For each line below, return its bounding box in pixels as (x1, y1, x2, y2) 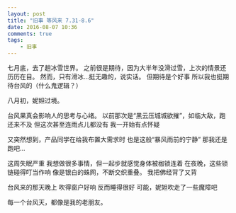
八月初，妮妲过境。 (7, 96, 64, 105)
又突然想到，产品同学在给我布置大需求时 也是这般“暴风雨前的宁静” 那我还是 (7, 135, 228, 144)
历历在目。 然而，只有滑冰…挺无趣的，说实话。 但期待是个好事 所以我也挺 (7, 72, 223, 81)
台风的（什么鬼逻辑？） (13, 81, 82, 89)
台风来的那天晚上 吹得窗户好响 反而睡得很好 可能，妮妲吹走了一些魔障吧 (7, 183, 218, 191)
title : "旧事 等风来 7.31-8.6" (7, 17, 94, 24)
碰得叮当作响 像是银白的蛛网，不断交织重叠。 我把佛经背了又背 (13, 168, 197, 176)
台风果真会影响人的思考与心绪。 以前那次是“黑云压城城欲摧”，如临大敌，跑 (7, 111, 226, 120)
